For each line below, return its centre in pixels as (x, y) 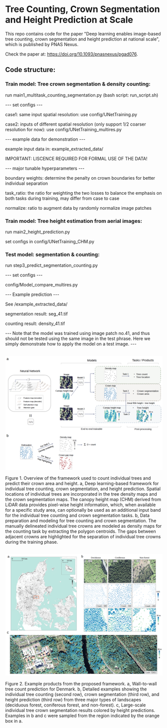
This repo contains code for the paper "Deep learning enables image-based (83, 34)
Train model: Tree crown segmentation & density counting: (78, 84)
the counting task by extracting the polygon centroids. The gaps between (81, 531)
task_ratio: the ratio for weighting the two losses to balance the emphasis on (83, 193)
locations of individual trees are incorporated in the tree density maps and (81, 494)
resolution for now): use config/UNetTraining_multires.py (64, 129)
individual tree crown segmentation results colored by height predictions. (80, 710)
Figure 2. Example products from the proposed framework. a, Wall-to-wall (81, 684)
